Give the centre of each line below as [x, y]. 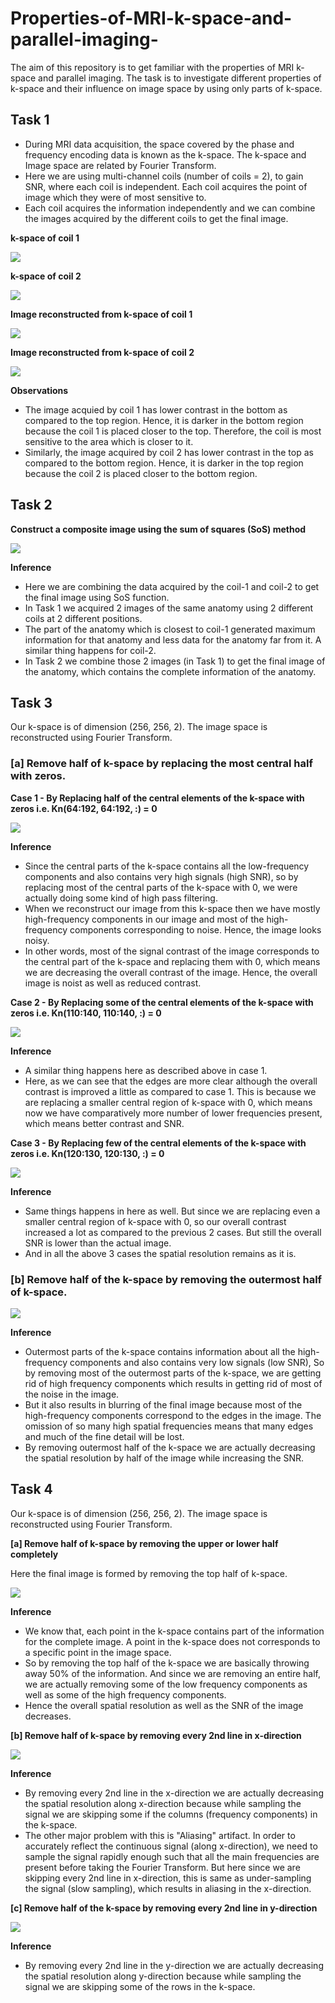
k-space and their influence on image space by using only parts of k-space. [166, 88]
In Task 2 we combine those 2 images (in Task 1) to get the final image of [175, 661]
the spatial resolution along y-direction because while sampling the [163, 1976]
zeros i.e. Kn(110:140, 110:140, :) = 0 [86, 1013]
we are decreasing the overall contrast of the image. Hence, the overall [171, 972]
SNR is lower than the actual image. [98, 1243]
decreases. [48, 1716]
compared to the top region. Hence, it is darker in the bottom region [164, 420]
